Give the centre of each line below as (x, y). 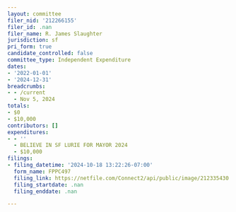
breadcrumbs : (26, 86)
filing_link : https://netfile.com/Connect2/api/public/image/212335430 (122, 178)
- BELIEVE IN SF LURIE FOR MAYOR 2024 (71, 146)
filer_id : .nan (30, 27)
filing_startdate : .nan (48, 184)
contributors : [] (33, 125)
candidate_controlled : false (50, 54)
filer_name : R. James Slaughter (55, 34)
